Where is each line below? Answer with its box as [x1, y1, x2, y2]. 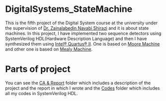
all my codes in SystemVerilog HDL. [5, 90, 78, 96]
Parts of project [5, 63, 71, 75]
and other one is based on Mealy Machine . [5, 46, 93, 52]
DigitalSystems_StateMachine [5, 3, 133, 15]
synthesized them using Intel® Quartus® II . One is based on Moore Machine [5, 41, 160, 47]
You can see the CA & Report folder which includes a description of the [5, 80, 151, 86]
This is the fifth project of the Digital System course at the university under [5, 20, 158, 26]
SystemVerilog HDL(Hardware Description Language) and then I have [5, 36, 147, 42]
